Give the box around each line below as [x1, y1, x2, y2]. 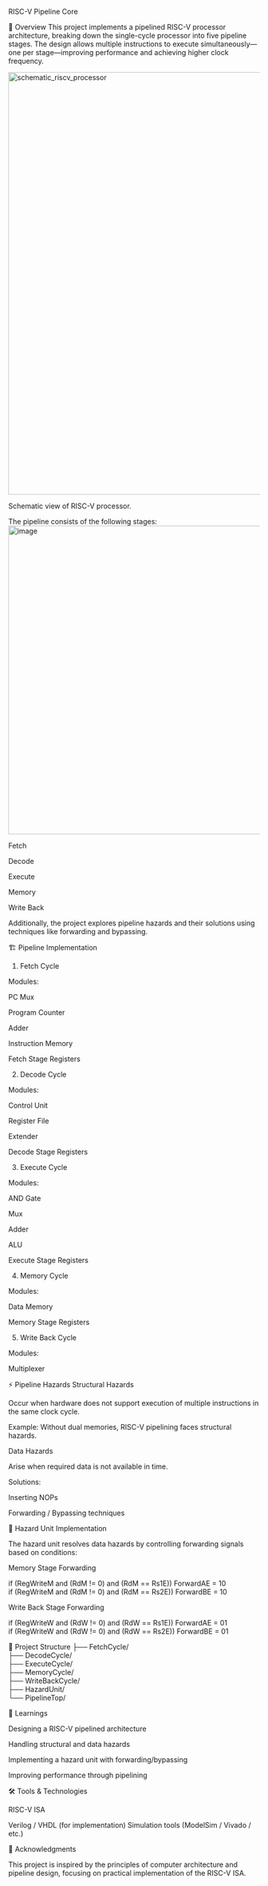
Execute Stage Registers [8, 1255, 89, 1265]
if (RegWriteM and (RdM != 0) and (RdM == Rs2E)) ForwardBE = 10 [8, 1587, 227, 1597]
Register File [8, 1116, 49, 1125]
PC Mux [8, 993, 34, 1001]
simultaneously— [200, 39, 258, 49]
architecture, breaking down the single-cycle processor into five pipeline [8, 31, 247, 40]
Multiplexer [8, 1364, 45, 1373]
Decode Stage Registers [8, 1147, 89, 1156]
